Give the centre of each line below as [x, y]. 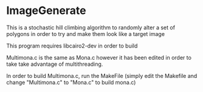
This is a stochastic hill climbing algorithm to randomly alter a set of [91, 27]
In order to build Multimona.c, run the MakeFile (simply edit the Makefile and [102, 76]
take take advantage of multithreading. [55, 64]
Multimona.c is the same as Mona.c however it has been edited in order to [99, 57]
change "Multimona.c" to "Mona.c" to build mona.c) [71, 82]
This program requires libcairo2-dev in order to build [72, 46]
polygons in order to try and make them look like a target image [86, 34]
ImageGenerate [46, 11]
